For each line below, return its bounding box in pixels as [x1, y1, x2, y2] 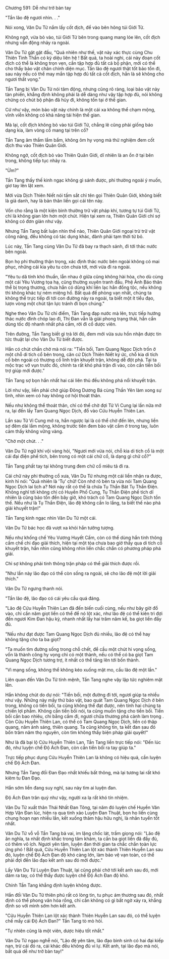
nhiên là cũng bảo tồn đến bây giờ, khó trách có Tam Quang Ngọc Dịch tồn [5, 494, 161, 501]
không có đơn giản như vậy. [5, 218, 63, 224]
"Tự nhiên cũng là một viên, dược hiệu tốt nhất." [5, 928, 104, 934]
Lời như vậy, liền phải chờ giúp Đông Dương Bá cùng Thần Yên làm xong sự [5, 387, 162, 393]
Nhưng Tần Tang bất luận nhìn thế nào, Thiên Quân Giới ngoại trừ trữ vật [5, 228, 155, 234]
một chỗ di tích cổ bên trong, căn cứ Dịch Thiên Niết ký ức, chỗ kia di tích [5, 352, 158, 357]
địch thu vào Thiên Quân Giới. [5, 142, 67, 148]
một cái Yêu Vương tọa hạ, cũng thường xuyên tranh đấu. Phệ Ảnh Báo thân [5, 279, 162, 285]
